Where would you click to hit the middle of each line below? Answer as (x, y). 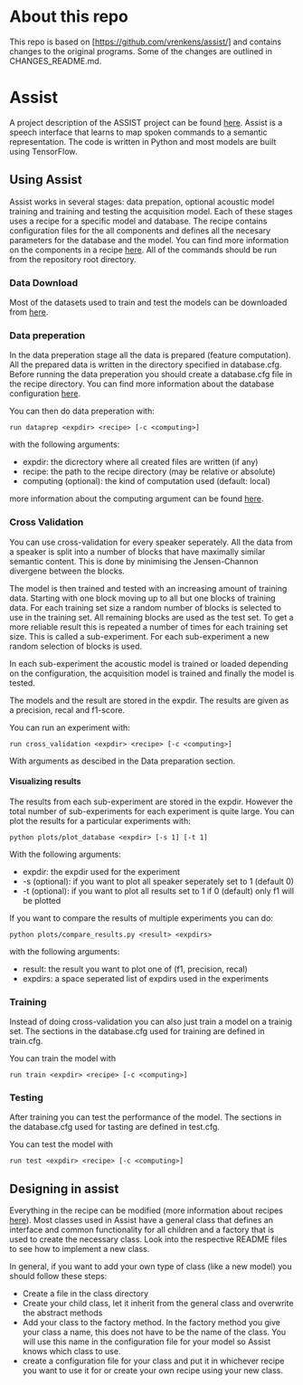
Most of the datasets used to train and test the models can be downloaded (148, 302)
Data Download (44, 282)
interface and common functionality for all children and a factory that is (142, 1230)
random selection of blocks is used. (76, 646)
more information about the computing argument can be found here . (137, 498)
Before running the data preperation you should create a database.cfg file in (151, 375)
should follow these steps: (58, 1276)
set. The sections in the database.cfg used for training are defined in (137, 1031)
